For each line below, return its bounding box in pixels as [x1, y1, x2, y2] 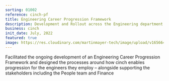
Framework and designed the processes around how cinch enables [5, 59, 145, 65]
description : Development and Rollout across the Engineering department [5, 21, 163, 27]
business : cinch [5, 26, 39, 31]
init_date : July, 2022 [5, 31, 53, 36]
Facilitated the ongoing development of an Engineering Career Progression [5, 54, 160, 60]
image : [5, 40, 19, 45]
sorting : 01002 [5, 7, 37, 13]
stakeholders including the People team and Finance [5, 70, 114, 76]
